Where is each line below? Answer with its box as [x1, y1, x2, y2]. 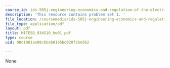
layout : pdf [5, 26, 30, 31]
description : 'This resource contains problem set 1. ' [5, 12, 125, 17]
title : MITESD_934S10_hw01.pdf [5, 30, 71, 35]
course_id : [5, 7, 28, 12]
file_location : [5, 16, 37, 21]
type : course [5, 35, 33, 40]
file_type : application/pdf [5, 21, 65, 26]
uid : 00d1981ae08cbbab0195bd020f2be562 [5, 40, 90, 45]
